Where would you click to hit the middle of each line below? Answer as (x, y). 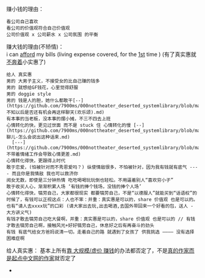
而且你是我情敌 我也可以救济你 (45, 174)
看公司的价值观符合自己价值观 (38, 28)
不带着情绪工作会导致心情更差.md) (44, 154)
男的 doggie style (29, 94)
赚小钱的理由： (25, 9)
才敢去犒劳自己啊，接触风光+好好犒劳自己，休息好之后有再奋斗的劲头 (80, 226)
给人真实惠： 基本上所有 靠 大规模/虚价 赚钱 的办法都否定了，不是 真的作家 (98, 251)
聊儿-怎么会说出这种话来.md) (38, 137)
